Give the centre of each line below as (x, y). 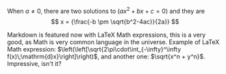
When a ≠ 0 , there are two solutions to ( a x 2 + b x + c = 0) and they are (106, 11)
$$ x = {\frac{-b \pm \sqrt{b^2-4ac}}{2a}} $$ (115, 21)
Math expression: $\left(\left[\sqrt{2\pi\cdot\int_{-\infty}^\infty (94, 49)
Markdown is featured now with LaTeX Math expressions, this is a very (106, 35)
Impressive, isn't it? (34, 63)
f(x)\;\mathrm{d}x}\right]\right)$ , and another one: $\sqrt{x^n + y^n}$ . (106, 56)
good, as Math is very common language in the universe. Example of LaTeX (113, 42)
